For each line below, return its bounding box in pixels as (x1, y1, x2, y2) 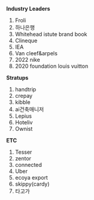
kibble (14, 98, 31, 106)
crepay (14, 92, 33, 99)
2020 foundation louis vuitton (14, 62, 89, 70)
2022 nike (14, 56, 40, 63)
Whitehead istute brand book (14, 31, 87, 38)
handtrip (14, 86, 36, 92)
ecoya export (14, 174, 48, 181)
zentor (14, 155, 31, 162)
